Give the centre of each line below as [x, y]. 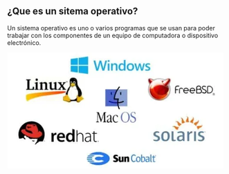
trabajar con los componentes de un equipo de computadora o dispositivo [113, 35]
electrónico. [24, 42]
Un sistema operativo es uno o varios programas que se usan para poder [111, 28]
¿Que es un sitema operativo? [73, 11]
